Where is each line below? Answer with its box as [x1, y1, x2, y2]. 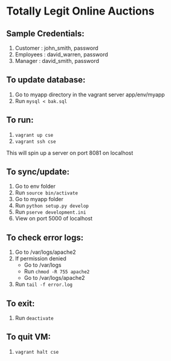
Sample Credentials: [6, 28, 85, 39]
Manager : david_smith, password [15, 58, 100, 64]
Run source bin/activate [15, 189, 79, 196]
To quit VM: [6, 332, 51, 342]
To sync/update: [6, 167, 69, 177]
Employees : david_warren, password [15, 51, 109, 58]
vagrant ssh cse [15, 138, 56, 145]
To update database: [6, 75, 86, 85]
